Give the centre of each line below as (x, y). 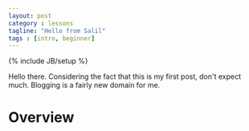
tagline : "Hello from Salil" (57, 31)
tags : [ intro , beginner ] (51, 38)
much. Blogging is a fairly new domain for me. (84, 85)
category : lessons (41, 23)
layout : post (30, 16)
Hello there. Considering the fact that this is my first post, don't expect (124, 76)
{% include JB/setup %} (48, 61)
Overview (41, 118)
